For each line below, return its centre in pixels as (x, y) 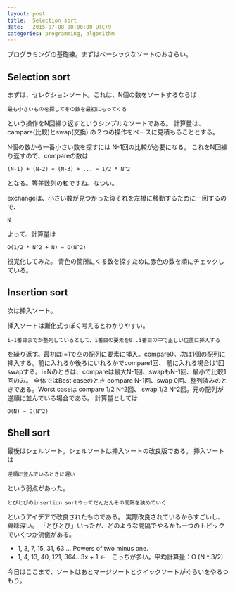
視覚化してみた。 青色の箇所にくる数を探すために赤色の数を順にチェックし (116, 262)
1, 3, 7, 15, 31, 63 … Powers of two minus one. (83, 548)
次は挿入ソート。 (32, 310)
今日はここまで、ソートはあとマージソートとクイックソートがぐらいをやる (115, 571)
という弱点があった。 (38, 488)
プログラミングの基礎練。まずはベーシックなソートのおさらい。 (100, 54)
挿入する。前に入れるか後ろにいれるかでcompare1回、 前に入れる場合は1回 (116, 362)
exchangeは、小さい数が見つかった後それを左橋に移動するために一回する (114, 198)
